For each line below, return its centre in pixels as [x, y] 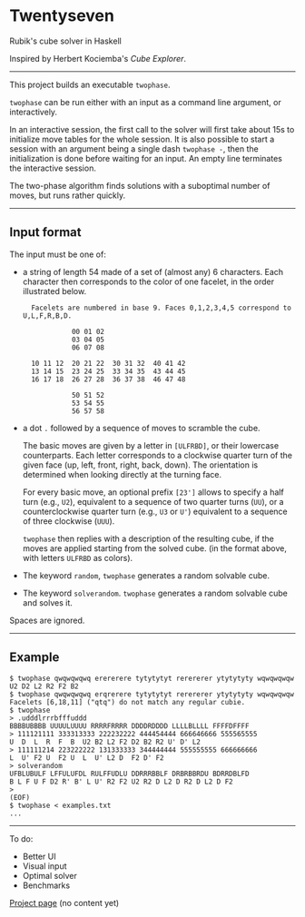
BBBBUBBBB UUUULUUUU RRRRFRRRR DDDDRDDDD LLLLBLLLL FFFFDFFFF [129, 726]
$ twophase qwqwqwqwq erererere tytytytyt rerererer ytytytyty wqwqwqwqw [152, 678]
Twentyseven [62, 16]
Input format [45, 232]
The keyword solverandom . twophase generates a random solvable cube [155, 593]
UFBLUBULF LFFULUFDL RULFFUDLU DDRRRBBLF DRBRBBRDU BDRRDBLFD [129, 774]
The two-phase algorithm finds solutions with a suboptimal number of [140, 185]
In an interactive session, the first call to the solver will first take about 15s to [152, 129]
